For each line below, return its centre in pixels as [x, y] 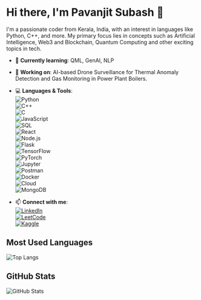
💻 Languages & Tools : [44, 90]
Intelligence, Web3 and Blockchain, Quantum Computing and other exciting [100, 42]
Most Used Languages [49, 243]
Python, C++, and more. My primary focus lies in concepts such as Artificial [101, 35]
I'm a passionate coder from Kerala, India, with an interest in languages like [100, 29]
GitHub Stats [31, 277]
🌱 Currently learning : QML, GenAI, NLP [64, 60]
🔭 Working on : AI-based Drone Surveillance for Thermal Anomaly [97, 72]
